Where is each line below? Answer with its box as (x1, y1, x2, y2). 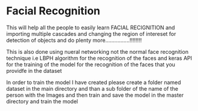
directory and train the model (6, 97, 78, 105)
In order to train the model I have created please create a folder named (6, 79, 181, 86)
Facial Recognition (6, 4, 101, 18)
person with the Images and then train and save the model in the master (6, 91, 184, 98)
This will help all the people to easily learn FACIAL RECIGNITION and (6, 24, 175, 31)
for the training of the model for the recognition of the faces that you (6, 61, 176, 68)
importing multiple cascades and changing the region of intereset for (6, 30, 176, 37)
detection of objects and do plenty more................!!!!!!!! (6, 36, 142, 44)
